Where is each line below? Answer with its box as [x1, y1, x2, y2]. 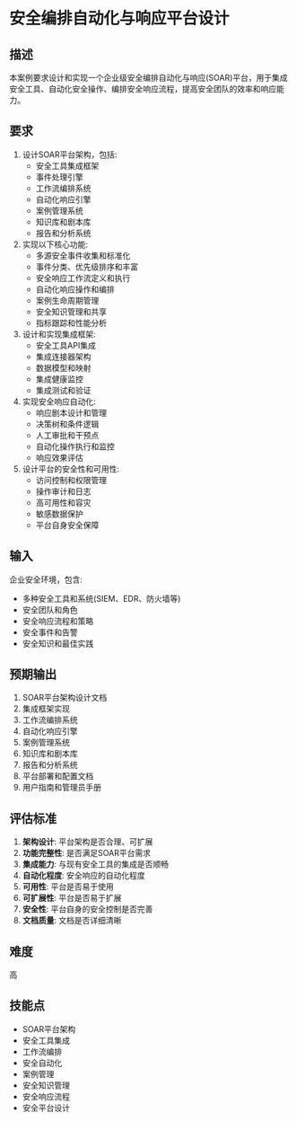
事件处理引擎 [35, 172, 83, 182]
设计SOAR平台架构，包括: [22, 149, 118, 160]
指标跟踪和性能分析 [35, 317, 108, 328]
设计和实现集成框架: [22, 329, 96, 340]
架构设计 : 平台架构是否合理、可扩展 [22, 836, 153, 847]
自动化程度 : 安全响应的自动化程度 [22, 870, 145, 881]
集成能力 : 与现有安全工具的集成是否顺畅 [22, 859, 169, 869]
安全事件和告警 [22, 626, 78, 638]
